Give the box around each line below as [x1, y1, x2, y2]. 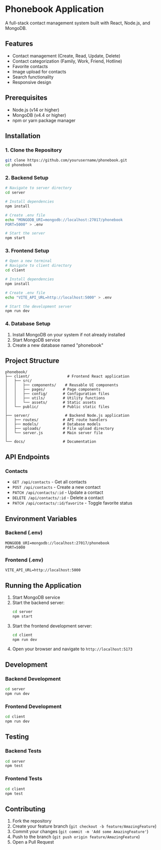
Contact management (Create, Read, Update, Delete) [12, 53, 120, 59]
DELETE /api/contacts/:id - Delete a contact [12, 495, 104, 501]
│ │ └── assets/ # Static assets [5, 400, 97, 405]
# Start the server [5, 231, 46, 236]
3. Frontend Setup [5, 247, 50, 254]
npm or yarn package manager [12, 117, 76, 123]
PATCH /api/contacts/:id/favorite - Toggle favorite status [12, 500, 133, 506]
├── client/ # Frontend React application [5, 374, 130, 379]
